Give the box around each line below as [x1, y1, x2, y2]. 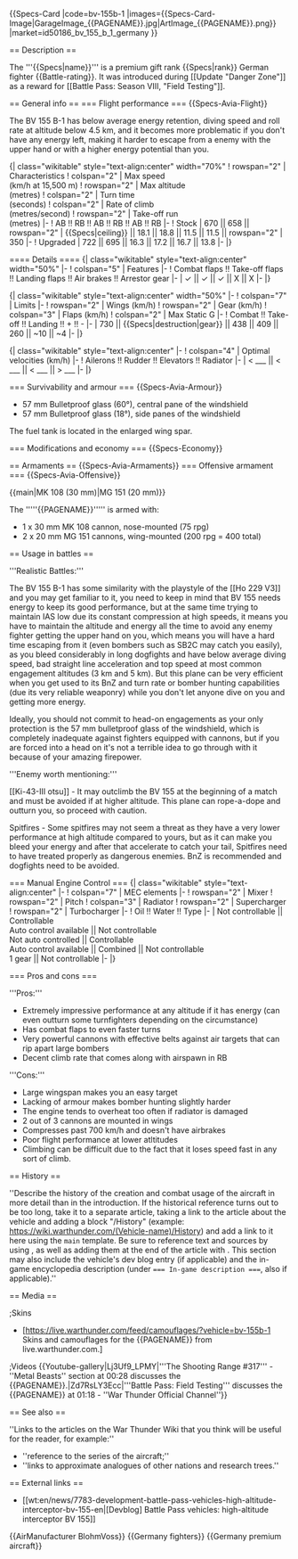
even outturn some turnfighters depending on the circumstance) [21, 1014, 259, 1025]
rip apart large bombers [21, 1043, 109, 1054]
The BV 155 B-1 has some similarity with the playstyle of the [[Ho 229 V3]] [9, 583, 281, 593]
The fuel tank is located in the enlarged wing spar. [9, 426, 193, 436]
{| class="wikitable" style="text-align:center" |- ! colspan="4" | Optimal [9, 346, 270, 356]
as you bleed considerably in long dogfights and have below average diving [9, 649, 286, 660]
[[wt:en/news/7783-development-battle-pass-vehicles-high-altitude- [21, 1495, 278, 1506]
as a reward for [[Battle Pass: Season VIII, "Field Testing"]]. [9, 81, 225, 91]
